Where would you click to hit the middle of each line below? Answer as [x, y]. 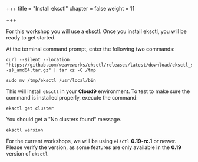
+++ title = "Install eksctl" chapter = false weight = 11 [70, 9]
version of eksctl [27, 153]
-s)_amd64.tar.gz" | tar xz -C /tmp [51, 70]
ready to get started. [31, 37]
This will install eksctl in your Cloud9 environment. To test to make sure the [98, 91]
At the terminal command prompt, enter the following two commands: [90, 49]
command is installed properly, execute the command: [72, 97]
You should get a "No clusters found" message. [64, 119]
